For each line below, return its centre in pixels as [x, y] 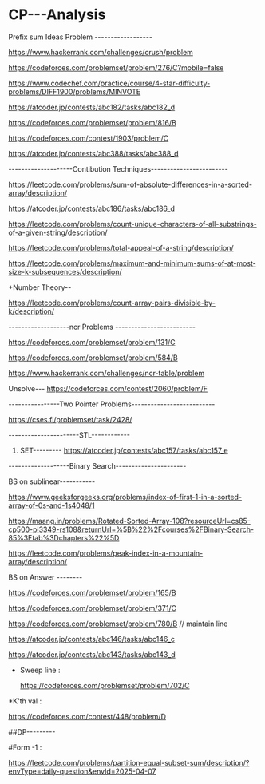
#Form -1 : [25, 747]
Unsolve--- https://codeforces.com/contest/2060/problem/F [108, 388]
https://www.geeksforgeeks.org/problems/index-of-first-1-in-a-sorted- [125, 497]
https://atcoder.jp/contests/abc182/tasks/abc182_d [92, 107]
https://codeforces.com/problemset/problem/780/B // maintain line [118, 624]
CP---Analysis [57, 15]
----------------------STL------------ [69, 435]
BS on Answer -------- [45, 577]
